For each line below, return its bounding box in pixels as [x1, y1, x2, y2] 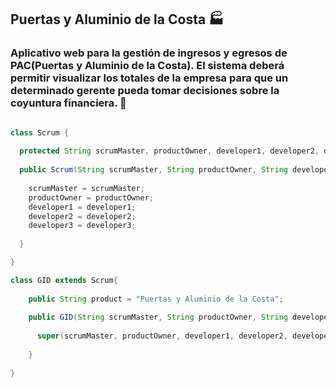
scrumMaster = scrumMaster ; [28, 183, 145, 193]
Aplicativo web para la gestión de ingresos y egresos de [10, 46, 288, 60]
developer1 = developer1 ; [28, 202, 137, 212]
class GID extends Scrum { [10, 275, 118, 285]
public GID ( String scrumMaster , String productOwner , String [28, 312, 288, 323]
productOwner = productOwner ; [28, 192, 155, 203]
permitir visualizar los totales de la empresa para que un [10, 71, 289, 85]
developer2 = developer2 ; [28, 211, 137, 221]
